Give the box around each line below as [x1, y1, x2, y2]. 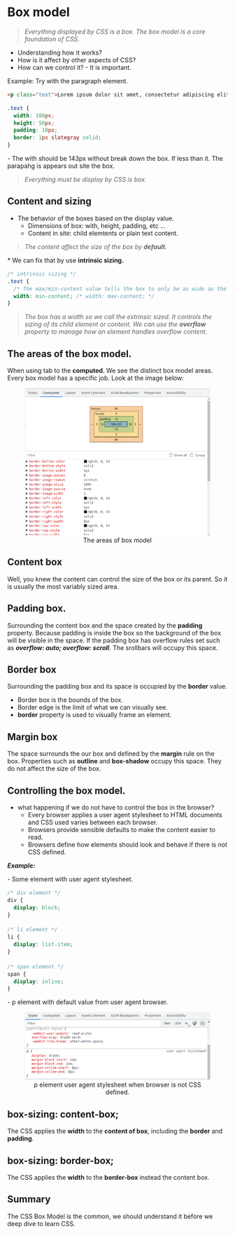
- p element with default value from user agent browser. [7, 998, 169, 1006]
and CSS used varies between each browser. [27, 818, 158, 826]
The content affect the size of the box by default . [24, 242, 168, 250]
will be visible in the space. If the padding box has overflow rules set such [7, 636, 220, 644]
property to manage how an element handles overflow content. [24, 327, 208, 336]
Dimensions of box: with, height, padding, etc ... [27, 221, 166, 230]
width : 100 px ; [13, 112, 55, 119]
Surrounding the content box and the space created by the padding [7, 621, 203, 630]
